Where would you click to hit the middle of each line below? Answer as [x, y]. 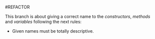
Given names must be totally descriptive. [53, 31]
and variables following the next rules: [43, 22]
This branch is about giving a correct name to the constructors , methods [78, 16]
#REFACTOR [17, 7]
